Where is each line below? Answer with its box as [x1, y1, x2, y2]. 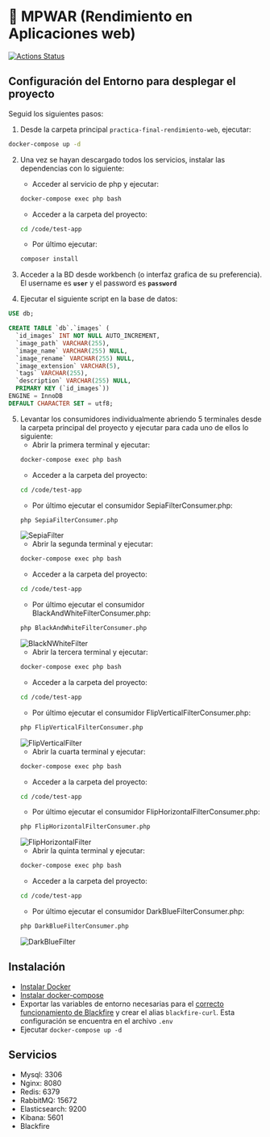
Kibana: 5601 [19, 1112, 64, 1122]
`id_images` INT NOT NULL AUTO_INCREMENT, [15, 332, 160, 340]
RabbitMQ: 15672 [19, 1095, 78, 1105]
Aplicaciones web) [8, 24, 136, 43]
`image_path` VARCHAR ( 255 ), [15, 339, 110, 347]
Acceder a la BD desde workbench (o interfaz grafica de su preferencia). [19, 270, 263, 280]
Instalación [8, 960, 66, 974]
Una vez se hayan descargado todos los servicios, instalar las [19, 154, 226, 164]
